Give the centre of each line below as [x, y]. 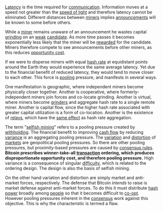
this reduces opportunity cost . [35, 52]
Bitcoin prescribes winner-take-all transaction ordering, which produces [80, 153]
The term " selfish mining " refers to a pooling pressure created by [70, 127]
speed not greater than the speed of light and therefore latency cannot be [79, 12]
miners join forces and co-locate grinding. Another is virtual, [91, 97]
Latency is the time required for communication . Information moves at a [76, 7]
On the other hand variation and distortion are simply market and [70, 178]
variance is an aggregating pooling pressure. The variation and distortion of [81, 137]
